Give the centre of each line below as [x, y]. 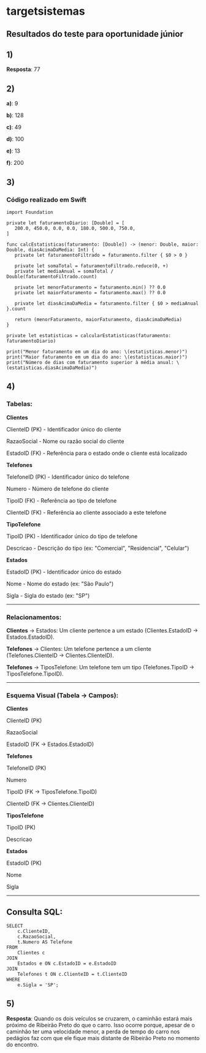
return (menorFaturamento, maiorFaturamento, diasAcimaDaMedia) [98, 319]
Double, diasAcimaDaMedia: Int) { [51, 249]
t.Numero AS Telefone [45, 942]
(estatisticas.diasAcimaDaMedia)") [52, 368]
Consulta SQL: [35, 912]
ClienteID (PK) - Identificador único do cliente [64, 429]
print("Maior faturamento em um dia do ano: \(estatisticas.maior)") [97, 357]
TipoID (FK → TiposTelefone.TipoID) [52, 792]
